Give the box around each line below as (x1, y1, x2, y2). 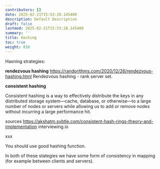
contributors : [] (5, 7, 41, 12)
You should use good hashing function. (5, 143, 86, 149)
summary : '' (5, 30, 30, 35)
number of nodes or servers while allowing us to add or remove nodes (5, 103, 150, 109)
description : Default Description (5, 16, 77, 21)
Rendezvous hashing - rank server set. (32, 73, 113, 79)
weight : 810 (5, 44, 30, 49)
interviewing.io (38, 123, 69, 129)
